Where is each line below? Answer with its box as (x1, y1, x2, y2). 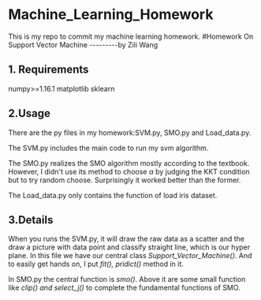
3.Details (8, 213, 54, 227)
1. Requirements (8, 63, 89, 77)
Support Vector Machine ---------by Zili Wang (8, 39, 158, 49)
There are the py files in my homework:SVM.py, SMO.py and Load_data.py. (8, 128, 252, 137)
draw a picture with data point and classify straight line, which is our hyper (8, 242, 251, 252)
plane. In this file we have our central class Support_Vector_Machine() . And (8, 251, 252, 261)
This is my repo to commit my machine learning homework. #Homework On (8, 32, 254, 41)
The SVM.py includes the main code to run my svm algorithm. (8, 143, 209, 152)
